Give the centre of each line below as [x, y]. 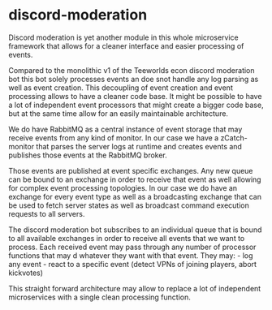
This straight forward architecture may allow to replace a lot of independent [135, 288]
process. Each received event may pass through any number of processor [132, 247]
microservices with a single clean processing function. [99, 297]
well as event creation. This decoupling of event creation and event [121, 88]
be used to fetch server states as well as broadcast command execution [129, 205]
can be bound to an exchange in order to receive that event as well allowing [135, 179]
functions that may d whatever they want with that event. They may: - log [131, 255]
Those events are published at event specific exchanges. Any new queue [131, 170]
